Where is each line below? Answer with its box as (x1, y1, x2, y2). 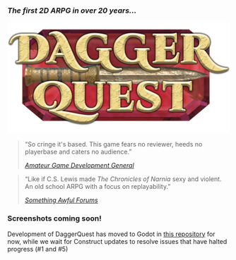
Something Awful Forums (24, 196, 98, 204)
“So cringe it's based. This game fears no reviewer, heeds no (24, 140, 203, 149)
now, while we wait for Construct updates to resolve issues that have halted (7, 237, 228, 245)
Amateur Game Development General (24, 161, 134, 170)
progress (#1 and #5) (7, 244, 69, 253)
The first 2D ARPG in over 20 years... (7, 6, 137, 16)
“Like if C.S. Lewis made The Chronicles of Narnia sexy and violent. (24, 175, 222, 183)
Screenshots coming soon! (7, 213, 102, 223)
